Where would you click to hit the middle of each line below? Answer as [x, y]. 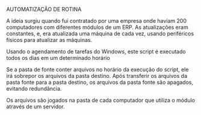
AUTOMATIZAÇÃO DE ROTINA [44, 9]
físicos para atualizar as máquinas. [49, 40]
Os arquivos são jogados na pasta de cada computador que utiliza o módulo [101, 100]
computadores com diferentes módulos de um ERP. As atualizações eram [97, 27]
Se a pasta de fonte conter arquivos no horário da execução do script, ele [97, 69]
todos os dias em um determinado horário [58, 58]
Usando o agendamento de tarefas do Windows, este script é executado [96, 52]
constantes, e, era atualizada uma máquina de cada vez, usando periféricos [100, 34]
